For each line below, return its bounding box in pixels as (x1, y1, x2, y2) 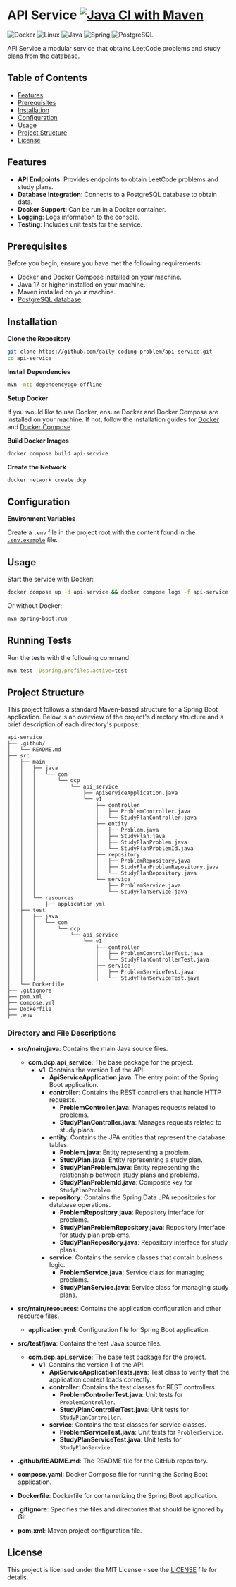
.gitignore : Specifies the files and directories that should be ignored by (17, 1504, 224, 1514)
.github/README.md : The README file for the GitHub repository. (17, 1456, 209, 1465)
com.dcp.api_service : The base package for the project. (27, 1058, 194, 1066)
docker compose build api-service (7, 450, 109, 457)
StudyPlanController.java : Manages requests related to (59, 1118, 222, 1126)
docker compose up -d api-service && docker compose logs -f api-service (7, 589, 229, 596)
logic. (49, 1260, 66, 1269)
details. (7, 1573, 29, 1581)
